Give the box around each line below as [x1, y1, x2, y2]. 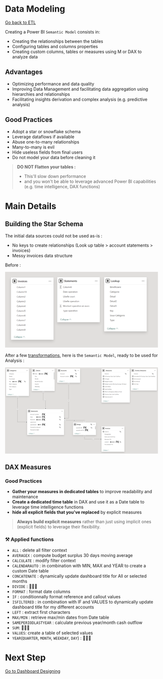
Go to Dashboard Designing [5, 668, 61, 674]
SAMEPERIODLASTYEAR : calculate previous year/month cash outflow [12, 619, 143, 625]
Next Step [5, 652, 46, 663]
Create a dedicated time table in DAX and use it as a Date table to [12, 499, 145, 505]
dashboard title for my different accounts [12, 604, 94, 610]
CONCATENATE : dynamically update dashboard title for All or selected [12, 573, 147, 579]
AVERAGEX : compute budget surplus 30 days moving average [12, 552, 133, 558]
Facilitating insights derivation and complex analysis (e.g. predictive [12, 96, 148, 102]
